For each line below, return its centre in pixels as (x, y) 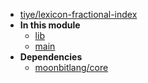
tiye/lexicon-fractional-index (78, 14)
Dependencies (51, 57)
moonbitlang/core (71, 67)
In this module (50, 25)
